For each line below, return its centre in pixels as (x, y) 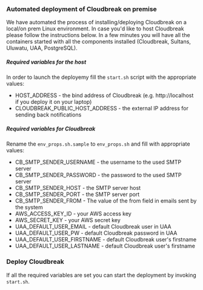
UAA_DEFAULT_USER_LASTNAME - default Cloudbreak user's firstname (105, 246)
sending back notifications (48, 115)
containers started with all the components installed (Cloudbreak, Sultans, (98, 42)
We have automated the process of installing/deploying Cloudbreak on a (96, 22)
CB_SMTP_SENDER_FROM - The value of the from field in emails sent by (106, 201)
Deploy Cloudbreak (35, 261)
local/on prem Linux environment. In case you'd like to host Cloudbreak (95, 29)
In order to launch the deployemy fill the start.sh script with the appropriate (101, 77)
